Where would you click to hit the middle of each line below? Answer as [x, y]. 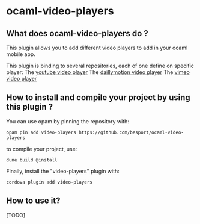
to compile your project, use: [42, 149]
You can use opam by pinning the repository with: [68, 121]
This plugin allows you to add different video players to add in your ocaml [97, 48]
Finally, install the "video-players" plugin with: [63, 171]
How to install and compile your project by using [98, 98]
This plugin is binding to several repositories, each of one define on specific [100, 66]
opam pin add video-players [41, 132]
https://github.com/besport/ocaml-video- [132, 132]
